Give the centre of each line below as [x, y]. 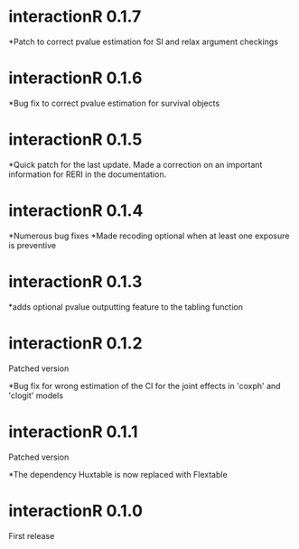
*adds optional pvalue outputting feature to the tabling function [126, 307]
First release [32, 535]
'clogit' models [36, 395]
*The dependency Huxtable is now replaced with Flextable [118, 474]
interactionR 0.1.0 [76, 511]
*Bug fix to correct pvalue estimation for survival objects [114, 103]
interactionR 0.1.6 [75, 78]
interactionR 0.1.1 [73, 432]
